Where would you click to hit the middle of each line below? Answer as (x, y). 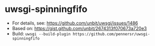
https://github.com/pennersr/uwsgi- (111, 34)
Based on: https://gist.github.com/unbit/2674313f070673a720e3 (80, 28)
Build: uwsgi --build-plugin (41, 33)
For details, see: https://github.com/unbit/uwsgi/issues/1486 (75, 23)
